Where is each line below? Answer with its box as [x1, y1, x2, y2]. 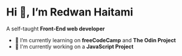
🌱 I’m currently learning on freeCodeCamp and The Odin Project [14, 36, 176, 43]
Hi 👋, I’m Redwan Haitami [6, 5, 133, 19]
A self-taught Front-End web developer [6, 25, 105, 32]
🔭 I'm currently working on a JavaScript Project [14, 43, 134, 50]
